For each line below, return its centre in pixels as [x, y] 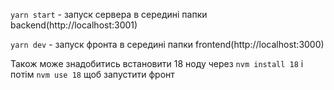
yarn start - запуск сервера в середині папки [109, 14]
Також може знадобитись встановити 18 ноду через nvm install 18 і [157, 63]
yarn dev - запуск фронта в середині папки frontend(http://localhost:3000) [167, 44]
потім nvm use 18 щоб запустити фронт [92, 74]
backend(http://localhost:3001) [74, 25]
